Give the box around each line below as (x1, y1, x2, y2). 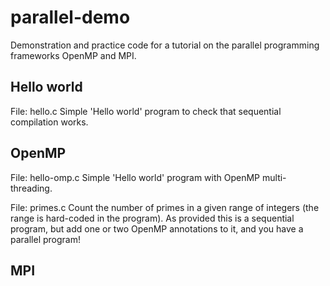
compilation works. (10, 116, 89, 128)
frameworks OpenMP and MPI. (10, 49, 137, 61)
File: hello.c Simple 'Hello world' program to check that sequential (10, 105, 282, 117)
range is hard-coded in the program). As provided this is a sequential (10, 212, 295, 224)
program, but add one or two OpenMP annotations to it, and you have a (10, 222, 304, 235)
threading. (10, 182, 53, 194)
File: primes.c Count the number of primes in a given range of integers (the (10, 201, 320, 213)
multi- (261, 171, 287, 183)
